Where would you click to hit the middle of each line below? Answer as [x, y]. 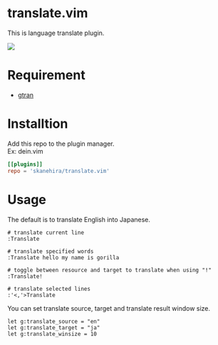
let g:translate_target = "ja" [54, 327]
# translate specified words [51, 251]
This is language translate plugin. [56, 33]
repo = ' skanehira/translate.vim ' [59, 171]
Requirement [46, 75]
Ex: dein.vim [25, 151]
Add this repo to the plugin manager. [61, 144]
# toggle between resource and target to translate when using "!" [110, 270]
